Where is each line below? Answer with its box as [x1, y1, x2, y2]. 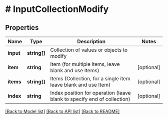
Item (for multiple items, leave [49, 61, 120, 68]
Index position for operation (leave [49, 90, 131, 96]
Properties [5, 23, 39, 32]
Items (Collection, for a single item [49, 75, 131, 82]
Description [77, 38, 106, 45]
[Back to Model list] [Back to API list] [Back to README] [5, 109, 120, 114]
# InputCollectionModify [5, 3, 109, 15]
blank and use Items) [49, 67, 99, 74]
